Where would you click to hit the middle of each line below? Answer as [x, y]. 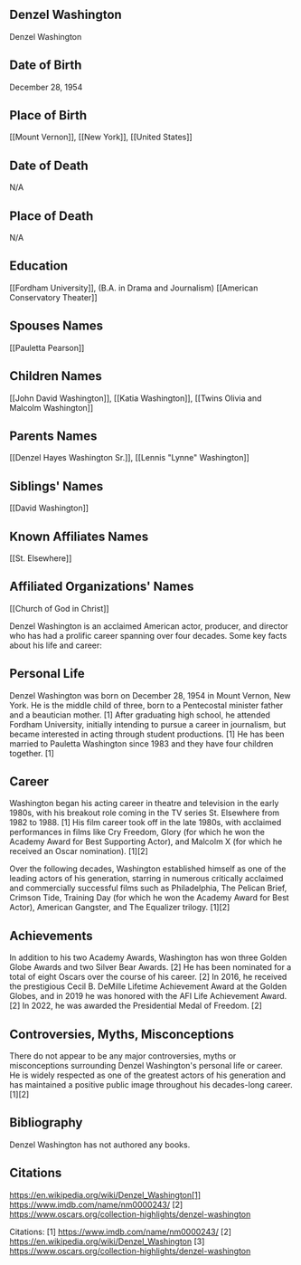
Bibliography [46, 1122]
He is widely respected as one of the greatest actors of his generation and [148, 1075]
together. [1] [32, 753]
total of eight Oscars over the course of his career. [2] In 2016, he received [148, 977]
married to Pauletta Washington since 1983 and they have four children [141, 743]
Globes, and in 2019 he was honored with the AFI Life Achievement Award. [148, 996]
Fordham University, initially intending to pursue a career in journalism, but [148, 724]
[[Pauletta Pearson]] [47, 347]
